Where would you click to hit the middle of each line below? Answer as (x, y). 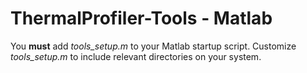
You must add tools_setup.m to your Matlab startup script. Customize (153, 46)
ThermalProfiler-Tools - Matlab (141, 18)
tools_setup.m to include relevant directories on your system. (136, 56)
